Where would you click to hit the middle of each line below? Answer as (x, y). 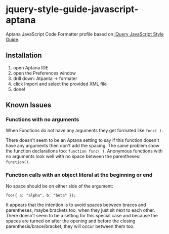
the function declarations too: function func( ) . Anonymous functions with (84, 151)
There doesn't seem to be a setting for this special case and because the (82, 215)
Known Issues (29, 105)
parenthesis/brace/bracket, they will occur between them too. (70, 226)
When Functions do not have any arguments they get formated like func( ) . (85, 131)
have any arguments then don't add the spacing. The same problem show (83, 146)
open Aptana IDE (31, 67)
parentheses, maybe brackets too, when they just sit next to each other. (80, 210)
